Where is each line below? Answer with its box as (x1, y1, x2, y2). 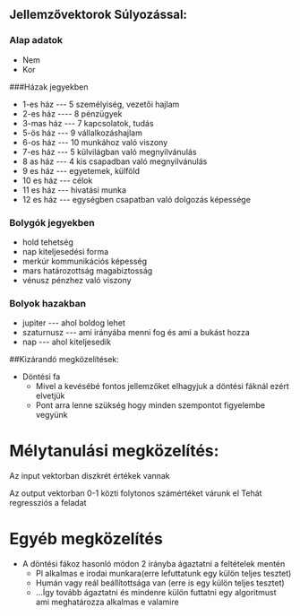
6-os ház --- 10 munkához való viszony (21, 136, 168, 147)
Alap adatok (9, 34, 63, 47)
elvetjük (35, 390, 65, 402)
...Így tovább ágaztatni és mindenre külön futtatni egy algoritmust (35, 587, 277, 598)
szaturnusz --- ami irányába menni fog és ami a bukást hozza (21, 327, 251, 338)
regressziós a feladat (9, 498, 87, 508)
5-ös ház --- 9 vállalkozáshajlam (21, 127, 143, 138)
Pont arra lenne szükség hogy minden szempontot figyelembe (35, 400, 266, 411)
